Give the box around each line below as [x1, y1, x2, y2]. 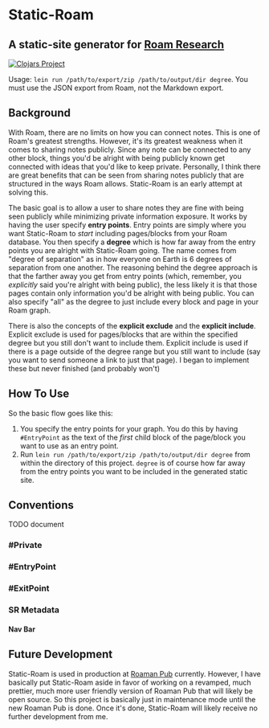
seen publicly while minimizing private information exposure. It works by [8, 211, 247, 221]
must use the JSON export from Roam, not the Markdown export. [8, 83, 224, 92]
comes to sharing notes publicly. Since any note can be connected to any [8, 145, 251, 154]
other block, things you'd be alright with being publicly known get [8, 153, 226, 162]
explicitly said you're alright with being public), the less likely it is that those [8, 280, 258, 289]
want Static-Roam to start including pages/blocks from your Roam [8, 228, 227, 238]
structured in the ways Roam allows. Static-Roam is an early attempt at [8, 178, 243, 188]
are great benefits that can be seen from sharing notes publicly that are [8, 170, 245, 180]
